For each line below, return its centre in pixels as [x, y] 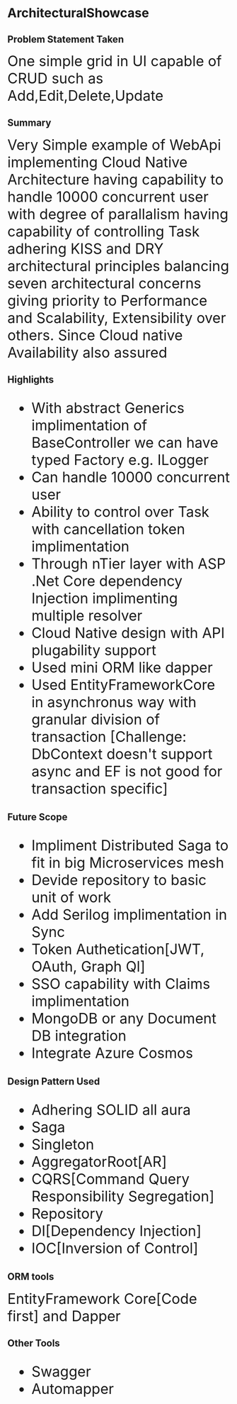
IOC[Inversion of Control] [115, 1249]
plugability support [94, 650]
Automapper [73, 1389]
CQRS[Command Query [110, 1179]
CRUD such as [56, 78]
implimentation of [89, 426]
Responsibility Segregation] [123, 1197]
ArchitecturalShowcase [79, 13]
